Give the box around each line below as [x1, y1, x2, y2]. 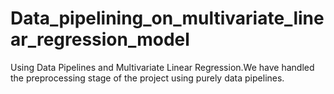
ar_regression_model [10, 28, 190, 51]
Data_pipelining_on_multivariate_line [10, 7, 325, 30]
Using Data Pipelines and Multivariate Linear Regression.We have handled [10, 61, 315, 73]
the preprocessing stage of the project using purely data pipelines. [10, 72, 285, 84]
